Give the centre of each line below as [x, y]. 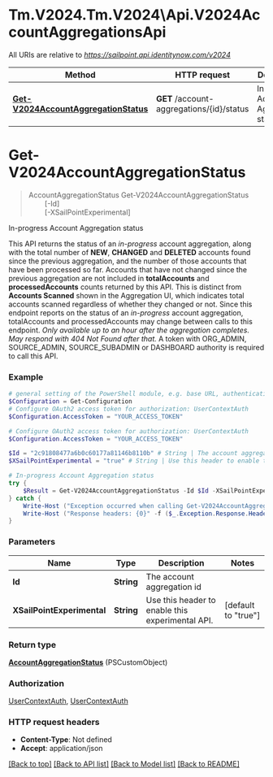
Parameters [32, 542]
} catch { [25, 498]
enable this [167, 610]
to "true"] [243, 615]
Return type [32, 645]
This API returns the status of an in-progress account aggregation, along [130, 243]
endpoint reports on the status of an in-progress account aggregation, [126, 313]
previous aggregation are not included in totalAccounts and [109, 278]
